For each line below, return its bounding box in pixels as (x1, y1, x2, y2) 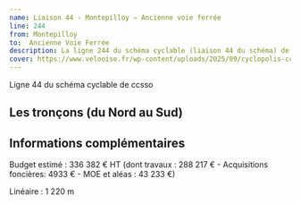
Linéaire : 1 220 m (9, 186, 74, 197)
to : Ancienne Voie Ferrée (9, 38, 110, 47)
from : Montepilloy (9, 30, 78, 38)
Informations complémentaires (9, 135, 186, 150)
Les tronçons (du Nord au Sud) (9, 105, 183, 121)
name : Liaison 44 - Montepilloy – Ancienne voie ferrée (9, 13, 221, 22)
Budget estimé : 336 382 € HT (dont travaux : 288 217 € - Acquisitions (9, 159, 269, 170)
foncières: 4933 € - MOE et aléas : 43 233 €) (9, 169, 176, 180)
